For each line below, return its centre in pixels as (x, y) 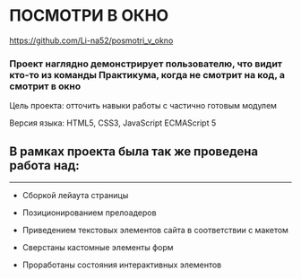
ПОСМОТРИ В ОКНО (89, 16)
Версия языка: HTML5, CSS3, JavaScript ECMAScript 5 (113, 123)
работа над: (45, 166)
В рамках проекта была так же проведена (133, 151)
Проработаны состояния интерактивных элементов (122, 265)
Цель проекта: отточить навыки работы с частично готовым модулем (143, 106)
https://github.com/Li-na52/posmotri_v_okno (91, 40)
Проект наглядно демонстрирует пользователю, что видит (146, 64)
